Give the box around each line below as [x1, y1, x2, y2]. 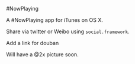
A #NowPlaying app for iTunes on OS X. [6, 17, 104, 23]
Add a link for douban [6, 40, 59, 46]
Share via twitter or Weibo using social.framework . [6, 28, 130, 35]
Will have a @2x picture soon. [6, 51, 79, 58]
